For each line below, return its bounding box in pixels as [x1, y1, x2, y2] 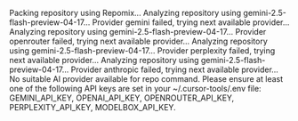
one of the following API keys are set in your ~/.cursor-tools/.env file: [9, 84, 262, 93]
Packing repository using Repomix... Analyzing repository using [9, 8, 242, 18]
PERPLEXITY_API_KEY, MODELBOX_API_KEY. [9, 102, 176, 112]
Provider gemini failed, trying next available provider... [92, 17, 290, 28]
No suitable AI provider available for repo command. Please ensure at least [9, 74, 284, 84]
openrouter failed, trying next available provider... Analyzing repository [9, 36, 269, 46]
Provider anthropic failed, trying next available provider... [70, 64, 278, 75]
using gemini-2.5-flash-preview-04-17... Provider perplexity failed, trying [9, 45, 276, 56]
